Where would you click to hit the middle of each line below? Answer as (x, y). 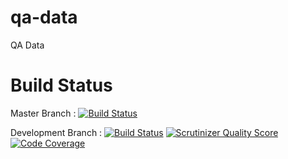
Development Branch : (56, 132)
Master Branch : (43, 113)
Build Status (61, 85)
